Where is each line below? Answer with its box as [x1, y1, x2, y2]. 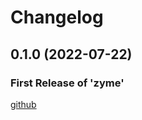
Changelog [10, 6, 104, 29]
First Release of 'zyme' [10, 76, 125, 90]
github [10, 98, 37, 110]
